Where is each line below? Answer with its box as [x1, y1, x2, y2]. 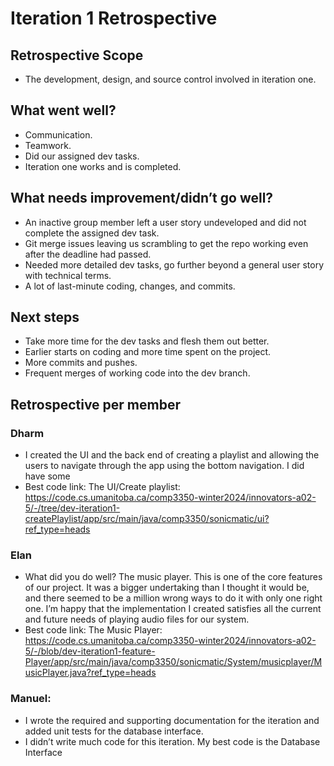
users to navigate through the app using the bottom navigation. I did [24, 460, 305, 472]
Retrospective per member [10, 396, 182, 413]
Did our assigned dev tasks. [24, 150, 140, 162]
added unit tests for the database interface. [24, 725, 204, 737]
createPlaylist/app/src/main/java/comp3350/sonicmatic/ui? [24, 513, 270, 525]
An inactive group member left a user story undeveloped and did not [24, 216, 307, 228]
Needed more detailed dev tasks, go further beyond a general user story [24, 258, 325, 271]
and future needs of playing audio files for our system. [24, 613, 250, 626]
